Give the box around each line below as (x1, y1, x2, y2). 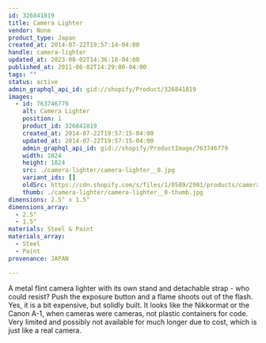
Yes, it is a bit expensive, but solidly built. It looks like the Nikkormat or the (8, 300, 250, 310)
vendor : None (8, 26, 51, 34)
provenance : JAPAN (8, 254, 69, 262)
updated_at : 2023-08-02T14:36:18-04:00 (8, 56, 140, 64)
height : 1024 (22, 159, 66, 167)
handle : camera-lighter (8, 48, 87, 56)
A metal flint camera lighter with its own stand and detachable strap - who (8, 283, 250, 293)
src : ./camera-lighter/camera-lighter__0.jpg (22, 166, 176, 174)
